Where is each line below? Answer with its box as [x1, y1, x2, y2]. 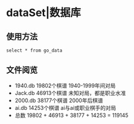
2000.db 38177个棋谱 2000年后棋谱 [14, 97, 103, 104]
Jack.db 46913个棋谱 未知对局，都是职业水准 [14, 89, 126, 96]
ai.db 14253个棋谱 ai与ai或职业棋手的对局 [14, 104, 116, 111]
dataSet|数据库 [6, 6, 82, 20]
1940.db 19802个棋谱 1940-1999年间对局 [14, 82, 116, 89]
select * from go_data [6, 47, 63, 53]
